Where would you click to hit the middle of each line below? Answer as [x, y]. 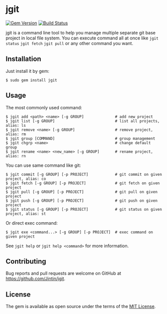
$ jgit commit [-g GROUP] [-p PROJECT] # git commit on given [84, 174]
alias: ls [16, 125]
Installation [23, 59]
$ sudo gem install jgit [31, 80]
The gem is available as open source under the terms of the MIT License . [81, 307]
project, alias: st [26, 214]
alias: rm [16, 134]
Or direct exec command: [32, 223]
